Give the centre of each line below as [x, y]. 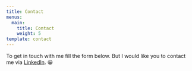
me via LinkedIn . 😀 [30, 62]
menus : [14, 17]
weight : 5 [29, 34]
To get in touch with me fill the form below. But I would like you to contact [96, 56]
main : [18, 22]
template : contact [29, 39]
